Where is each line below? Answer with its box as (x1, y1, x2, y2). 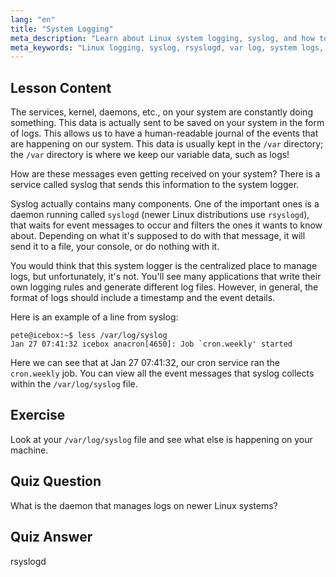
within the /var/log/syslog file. (10, 378, 138, 390)
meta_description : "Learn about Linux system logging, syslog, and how (10, 33, 315, 43)
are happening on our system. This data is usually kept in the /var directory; (10, 138, 324, 150)
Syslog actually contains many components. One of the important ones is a (10, 198, 320, 210)
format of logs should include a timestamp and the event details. (10, 292, 276, 304)
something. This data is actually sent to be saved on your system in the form (10, 117, 325, 129)
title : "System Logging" (10, 24, 114, 34)
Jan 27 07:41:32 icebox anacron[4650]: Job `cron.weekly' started (10, 339, 293, 350)
